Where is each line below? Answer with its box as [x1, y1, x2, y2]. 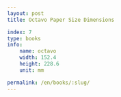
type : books [7, 35, 41, 42]
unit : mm [19, 66, 44, 74]
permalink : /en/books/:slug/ [7, 79, 90, 86]
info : [7, 42, 23, 48]
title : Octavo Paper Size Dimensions [7, 16, 115, 23]
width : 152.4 [19, 54, 57, 61]
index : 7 [7, 29, 32, 36]
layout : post [7, 10, 44, 17]
